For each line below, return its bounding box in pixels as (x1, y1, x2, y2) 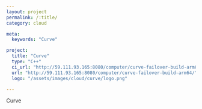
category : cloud (6, 20, 47, 26)
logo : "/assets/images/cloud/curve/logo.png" (11, 75, 128, 81)
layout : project (6, 8, 47, 15)
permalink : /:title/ (6, 14, 58, 20)
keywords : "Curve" (11, 37, 58, 43)
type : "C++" (11, 58, 42, 64)
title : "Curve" (11, 53, 50, 59)
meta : (6, 31, 20, 37)
